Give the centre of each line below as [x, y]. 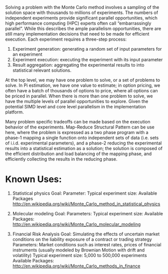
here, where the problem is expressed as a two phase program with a [77, 132]
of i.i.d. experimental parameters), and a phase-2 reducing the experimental [83, 143]
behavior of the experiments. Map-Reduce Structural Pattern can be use [80, 127]
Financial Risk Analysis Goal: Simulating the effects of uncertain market [86, 234]
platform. [15, 112]
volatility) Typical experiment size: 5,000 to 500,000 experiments [79, 255]
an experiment [27, 54]
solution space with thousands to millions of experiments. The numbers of [82, 13]
